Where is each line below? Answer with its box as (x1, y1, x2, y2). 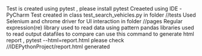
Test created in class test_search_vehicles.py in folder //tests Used (30, 11, 196, 18)
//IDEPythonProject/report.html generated (6, 43, 110, 50)
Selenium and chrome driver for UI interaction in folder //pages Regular (6, 18, 183, 24)
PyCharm (6, 11, 30, 18)
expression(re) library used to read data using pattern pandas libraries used (6, 24, 194, 31)
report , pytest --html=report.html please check (6, 37, 125, 43)
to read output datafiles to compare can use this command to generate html (6, 30, 194, 38)
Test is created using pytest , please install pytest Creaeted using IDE (6, 5, 178, 12)
